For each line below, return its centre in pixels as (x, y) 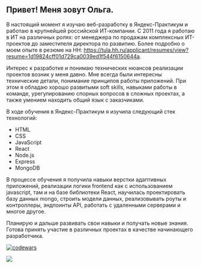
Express (25, 161)
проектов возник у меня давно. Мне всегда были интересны (84, 74)
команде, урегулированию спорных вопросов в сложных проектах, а (95, 93)
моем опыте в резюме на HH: (44, 50)
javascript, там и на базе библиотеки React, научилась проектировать (96, 192)
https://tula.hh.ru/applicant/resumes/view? (136, 50)
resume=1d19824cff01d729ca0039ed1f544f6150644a (73, 56)
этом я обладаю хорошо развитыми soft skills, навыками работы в (91, 87)
